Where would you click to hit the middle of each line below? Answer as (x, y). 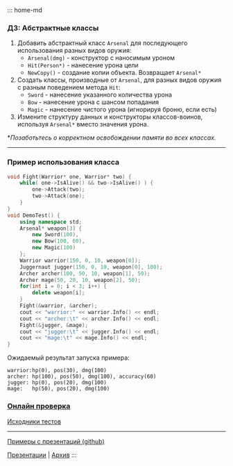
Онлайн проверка (39, 406)
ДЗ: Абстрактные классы (53, 28)
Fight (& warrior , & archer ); (59, 306)
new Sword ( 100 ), (55, 235)
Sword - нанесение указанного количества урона (100, 95)
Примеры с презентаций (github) (56, 441)
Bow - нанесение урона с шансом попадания (93, 102)
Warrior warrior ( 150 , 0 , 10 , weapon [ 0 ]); (80, 260)
